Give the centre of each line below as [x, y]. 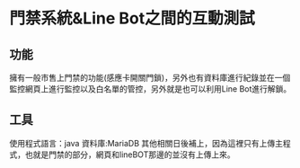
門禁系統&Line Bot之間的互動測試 [132, 18]
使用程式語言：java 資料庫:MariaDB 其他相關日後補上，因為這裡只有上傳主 [146, 143]
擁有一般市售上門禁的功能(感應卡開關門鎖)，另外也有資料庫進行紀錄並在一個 [150, 78]
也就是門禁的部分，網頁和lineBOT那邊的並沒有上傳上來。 [130, 155]
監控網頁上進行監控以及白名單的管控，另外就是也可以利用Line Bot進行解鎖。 [150, 89]
